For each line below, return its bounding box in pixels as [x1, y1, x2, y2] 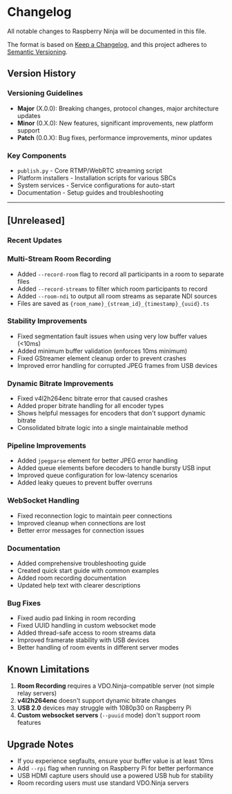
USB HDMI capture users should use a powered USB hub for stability [17, 771, 214, 780]
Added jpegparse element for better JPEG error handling [17, 456, 178, 465]
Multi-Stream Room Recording [7, 254, 112, 264]
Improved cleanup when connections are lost [17, 519, 146, 527]
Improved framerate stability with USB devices [17, 636, 150, 644]
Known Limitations [7, 664, 90, 675]
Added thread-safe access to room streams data [17, 629, 156, 637]
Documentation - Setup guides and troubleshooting [17, 188, 164, 197]
